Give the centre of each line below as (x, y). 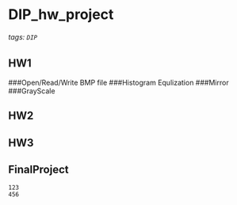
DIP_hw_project (61, 15)
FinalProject (38, 169)
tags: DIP (23, 36)
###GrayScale (32, 91)
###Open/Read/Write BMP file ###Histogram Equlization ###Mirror (118, 82)
